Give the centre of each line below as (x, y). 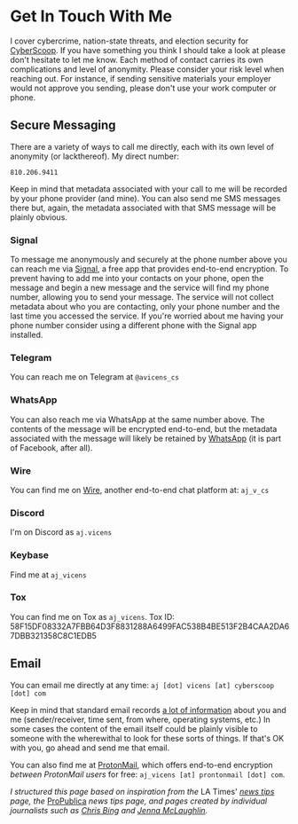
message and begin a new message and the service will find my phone (140, 288)
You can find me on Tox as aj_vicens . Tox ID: (93, 616)
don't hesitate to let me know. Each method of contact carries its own (137, 59)
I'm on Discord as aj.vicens (61, 532)
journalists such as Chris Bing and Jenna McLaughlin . (109, 810)
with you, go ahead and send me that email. (90, 748)
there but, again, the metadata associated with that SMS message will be (143, 208)
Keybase (30, 555)
